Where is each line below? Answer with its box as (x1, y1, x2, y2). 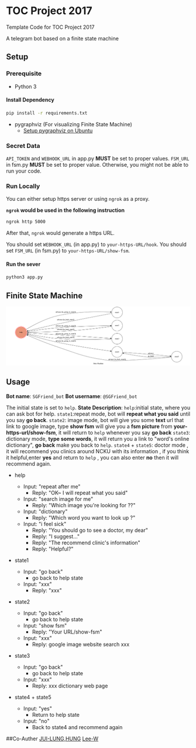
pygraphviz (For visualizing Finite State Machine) (14, 120, 133, 127)
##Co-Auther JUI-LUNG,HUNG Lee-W (6, 735, 98, 742)
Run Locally (6, 182, 40, 190)
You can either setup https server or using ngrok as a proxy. (6, 196, 150, 203)
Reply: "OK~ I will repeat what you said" (32, 489, 128, 496)
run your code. (6, 167, 42, 174)
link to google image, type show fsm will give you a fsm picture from (6, 423, 173, 430)
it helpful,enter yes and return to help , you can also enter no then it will (6, 454, 179, 461)
